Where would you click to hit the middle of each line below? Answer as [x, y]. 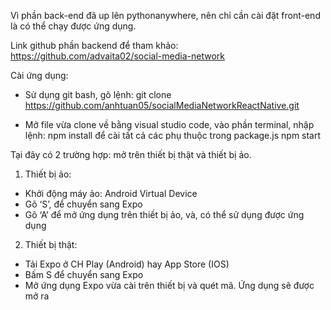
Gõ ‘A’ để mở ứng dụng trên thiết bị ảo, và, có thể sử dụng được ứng [164, 214]
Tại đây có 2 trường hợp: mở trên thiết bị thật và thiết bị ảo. [131, 154]
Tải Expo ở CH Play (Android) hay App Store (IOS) [127, 264]
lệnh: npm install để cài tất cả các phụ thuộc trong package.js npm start [173, 135]
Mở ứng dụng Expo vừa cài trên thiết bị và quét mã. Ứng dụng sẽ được [169, 285]
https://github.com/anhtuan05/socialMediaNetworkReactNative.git [162, 105]
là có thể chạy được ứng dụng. [73, 26]
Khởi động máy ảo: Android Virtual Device [111, 193]
